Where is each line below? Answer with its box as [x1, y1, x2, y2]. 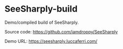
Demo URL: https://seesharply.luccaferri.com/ [4, 38, 98, 44]
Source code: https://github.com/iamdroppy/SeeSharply [4, 29, 118, 34]
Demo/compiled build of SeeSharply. [4, 19, 79, 25]
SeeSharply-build [4, 3, 78, 15]
